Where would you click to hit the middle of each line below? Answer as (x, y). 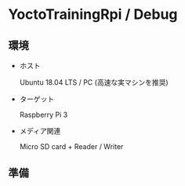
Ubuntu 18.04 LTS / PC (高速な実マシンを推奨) (94, 82)
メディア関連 (40, 131)
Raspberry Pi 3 (44, 115)
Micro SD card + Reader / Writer (71, 146)
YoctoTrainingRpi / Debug (93, 15)
